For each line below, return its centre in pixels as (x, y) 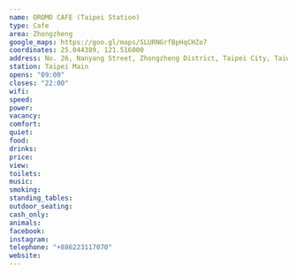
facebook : (27, 231)
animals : (25, 223)
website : (25, 256)
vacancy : (25, 116)
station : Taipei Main (49, 67)
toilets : (25, 173)
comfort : (25, 125)
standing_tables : (41, 198)
